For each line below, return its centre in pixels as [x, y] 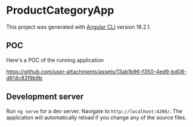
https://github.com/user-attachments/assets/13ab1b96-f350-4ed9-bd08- [96, 72]
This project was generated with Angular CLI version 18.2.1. [79, 27]
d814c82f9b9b [24, 78]
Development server [45, 97]
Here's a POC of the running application [55, 60]
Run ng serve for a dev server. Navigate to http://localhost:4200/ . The [94, 111]
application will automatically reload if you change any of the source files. [96, 117]
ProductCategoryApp [60, 10]
